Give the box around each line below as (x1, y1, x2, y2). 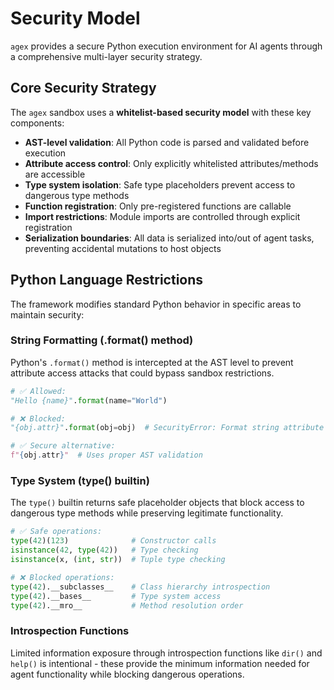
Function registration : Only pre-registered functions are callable (24, 200, 292, 212)
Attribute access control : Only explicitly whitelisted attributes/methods (24, 157, 319, 169)
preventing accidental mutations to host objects (24, 242, 222, 254)
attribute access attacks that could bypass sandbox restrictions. (10, 367, 275, 379)
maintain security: (10, 308, 85, 321)
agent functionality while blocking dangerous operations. (10, 668, 245, 680)
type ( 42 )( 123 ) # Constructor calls (10, 536, 217, 546)
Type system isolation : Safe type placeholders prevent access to (24, 178, 296, 191)
